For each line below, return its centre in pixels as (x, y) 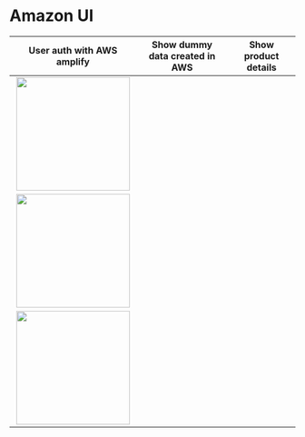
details (261, 67)
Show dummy (182, 45)
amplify (73, 62)
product (261, 55)
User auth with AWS (73, 50)
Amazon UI (51, 16)
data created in (182, 55)
